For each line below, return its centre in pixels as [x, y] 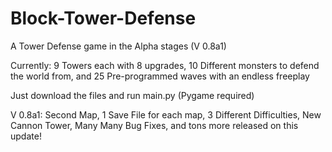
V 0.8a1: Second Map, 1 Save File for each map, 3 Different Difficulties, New [166, 114]
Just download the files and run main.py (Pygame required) [132, 95]
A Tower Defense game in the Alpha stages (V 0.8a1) [118, 46]
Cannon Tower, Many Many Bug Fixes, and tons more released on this [154, 125]
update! [26, 136]
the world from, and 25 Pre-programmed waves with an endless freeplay [160, 76]
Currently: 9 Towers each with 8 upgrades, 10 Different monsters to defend [165, 65]
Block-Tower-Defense [103, 18]
